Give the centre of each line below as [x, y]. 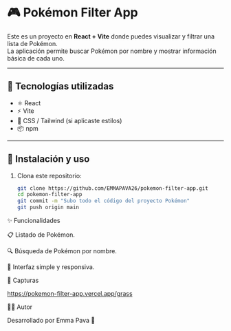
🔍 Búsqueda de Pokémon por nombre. [62, 251]
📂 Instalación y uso [48, 159]
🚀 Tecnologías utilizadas [60, 86]
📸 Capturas [23, 280]
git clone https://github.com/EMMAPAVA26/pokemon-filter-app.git [112, 188]
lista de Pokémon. [33, 43]
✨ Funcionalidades [34, 221]
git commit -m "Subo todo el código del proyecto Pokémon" [103, 201]
